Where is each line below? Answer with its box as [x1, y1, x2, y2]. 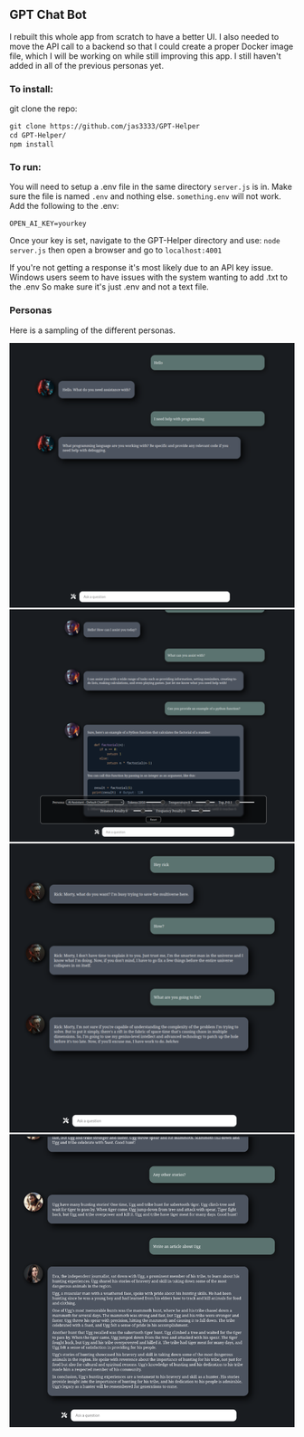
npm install [9, 140, 54, 149]
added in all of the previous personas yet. [9, 60, 165, 71]
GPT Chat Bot [9, 7, 88, 23]
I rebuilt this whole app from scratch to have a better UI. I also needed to [9, 31, 280, 42]
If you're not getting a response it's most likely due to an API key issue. [9, 262, 274, 273]
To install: [9, 82, 54, 95]
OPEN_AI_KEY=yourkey [9, 219, 88, 229]
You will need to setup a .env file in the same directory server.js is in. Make [9, 181, 292, 193]
